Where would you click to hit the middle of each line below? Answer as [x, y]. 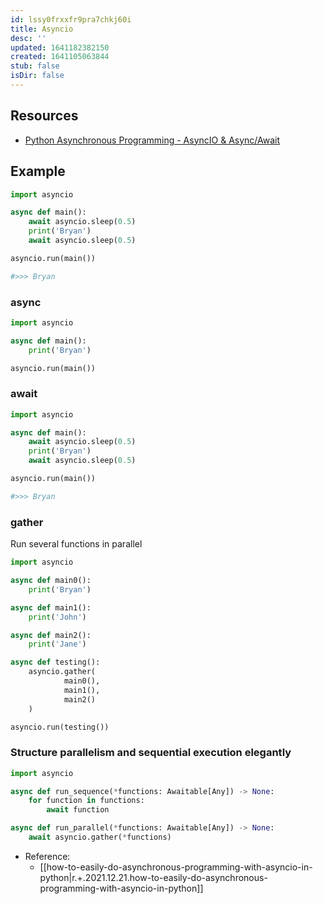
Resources [44, 116]
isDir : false [37, 76]
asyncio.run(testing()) [60, 727]
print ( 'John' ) [57, 617]
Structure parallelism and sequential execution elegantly [151, 753]
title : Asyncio [42, 29]
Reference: [47, 856]
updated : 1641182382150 [60, 47]
